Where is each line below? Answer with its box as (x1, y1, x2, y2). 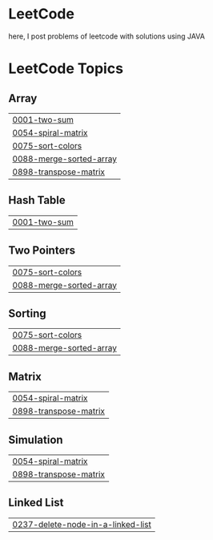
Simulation (8, 432, 63, 446)
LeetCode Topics (8, 59, 124, 78)
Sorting (8, 307, 46, 320)
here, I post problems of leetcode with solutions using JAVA (8, 31, 206, 41)
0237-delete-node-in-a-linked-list (12, 518, 152, 530)
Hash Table (8, 193, 66, 207)
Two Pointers (8, 244, 76, 258)
